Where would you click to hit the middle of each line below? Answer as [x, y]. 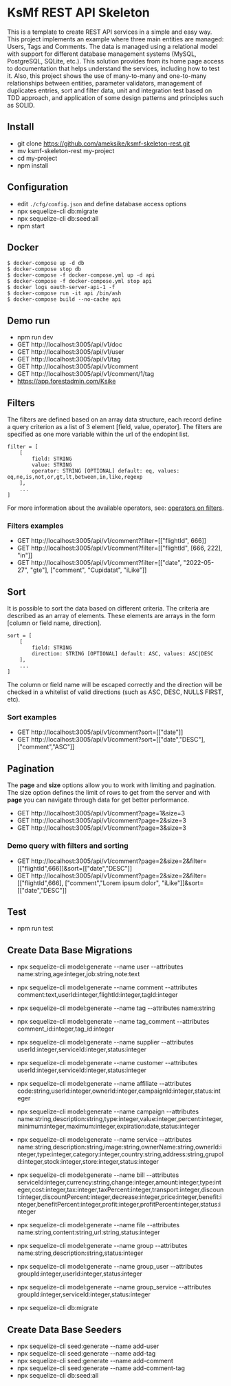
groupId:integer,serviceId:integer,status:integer [84, 1294]
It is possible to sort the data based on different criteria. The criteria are [108, 608]
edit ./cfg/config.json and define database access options [102, 204]
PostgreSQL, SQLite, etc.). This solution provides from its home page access [115, 61]
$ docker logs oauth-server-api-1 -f [61, 288]
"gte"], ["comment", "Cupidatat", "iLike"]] [88, 570]
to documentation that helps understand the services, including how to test [113, 68]
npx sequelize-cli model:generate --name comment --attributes [107, 987]
